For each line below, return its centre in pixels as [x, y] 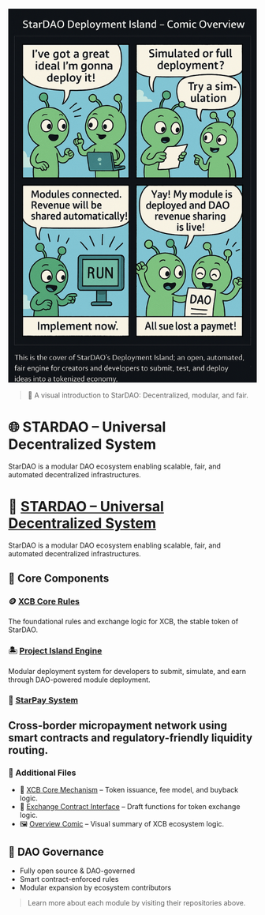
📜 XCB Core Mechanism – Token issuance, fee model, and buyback [129, 790]
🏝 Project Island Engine [55, 651]
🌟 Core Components [59, 578]
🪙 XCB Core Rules [44, 601]
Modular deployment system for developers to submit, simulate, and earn [127, 671]
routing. [28, 750]
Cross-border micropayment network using [118, 725]
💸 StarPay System [43, 700]
